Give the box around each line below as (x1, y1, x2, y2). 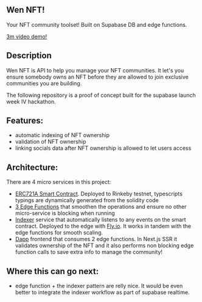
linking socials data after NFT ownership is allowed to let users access (15, 144, 192, 152)
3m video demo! (6, 33, 47, 40)
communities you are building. (6, 79, 82, 87)
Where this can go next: (6, 266, 99, 276)
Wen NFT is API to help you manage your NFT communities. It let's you (6, 66, 184, 74)
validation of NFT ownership (15, 138, 86, 146)
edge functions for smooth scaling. (15, 229, 103, 236)
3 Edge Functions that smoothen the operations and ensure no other (15, 203, 187, 211)
